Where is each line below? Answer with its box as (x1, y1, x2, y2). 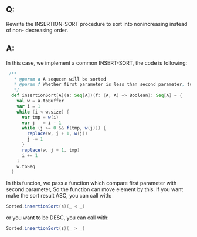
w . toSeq (16, 163, 35, 169)
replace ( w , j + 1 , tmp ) (21, 147, 80, 153)
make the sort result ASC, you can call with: (6, 192, 112, 199)
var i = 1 (16, 103, 41, 109)
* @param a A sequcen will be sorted (13, 76, 107, 82)
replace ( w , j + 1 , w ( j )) (27, 131, 88, 137)
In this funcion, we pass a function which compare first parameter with (6, 179, 177, 187)
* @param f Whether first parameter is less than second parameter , (13, 82, 185, 88)
